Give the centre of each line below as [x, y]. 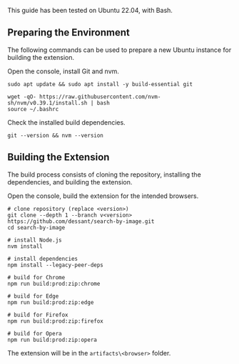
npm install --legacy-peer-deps [55, 265]
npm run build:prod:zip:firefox [55, 321]
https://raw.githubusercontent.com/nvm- [100, 97]
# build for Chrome [36, 277]
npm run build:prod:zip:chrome [54, 284]
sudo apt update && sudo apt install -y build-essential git [100, 84]
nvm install [25, 246]
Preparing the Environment [68, 32]
